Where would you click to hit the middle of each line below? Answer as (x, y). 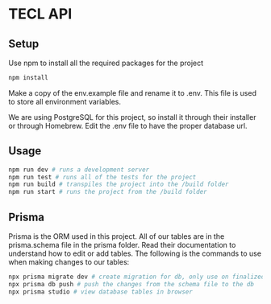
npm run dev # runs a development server (79, 170)
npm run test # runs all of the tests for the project (102, 177)
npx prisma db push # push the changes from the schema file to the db (131, 284)
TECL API (40, 14)
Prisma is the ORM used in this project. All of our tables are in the (117, 236)
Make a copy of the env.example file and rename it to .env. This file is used (132, 92)
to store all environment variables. (65, 101)
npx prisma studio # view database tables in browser (101, 292)
